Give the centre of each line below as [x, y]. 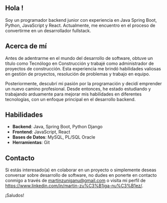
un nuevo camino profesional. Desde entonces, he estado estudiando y [78, 89]
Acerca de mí [26, 46]
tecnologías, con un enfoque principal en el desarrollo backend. [70, 99]
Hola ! [14, 8]
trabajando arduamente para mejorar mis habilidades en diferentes [73, 94]
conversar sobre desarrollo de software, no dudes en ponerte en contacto [81, 175]
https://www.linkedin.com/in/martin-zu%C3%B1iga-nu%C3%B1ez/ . [74, 186]
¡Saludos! [15, 196]
